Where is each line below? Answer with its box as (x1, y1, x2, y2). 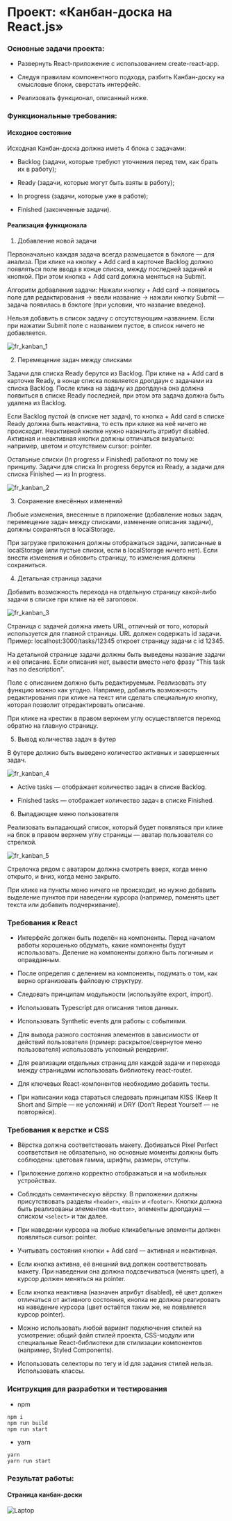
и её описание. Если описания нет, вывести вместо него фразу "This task (7, 658, 226, 666)
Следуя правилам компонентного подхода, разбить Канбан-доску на (17, 73, 224, 81)
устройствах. (17, 1176, 57, 1185)
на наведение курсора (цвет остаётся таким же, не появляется (17, 1303, 206, 1311)
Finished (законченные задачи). (17, 205, 112, 213)
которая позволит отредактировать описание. (7, 700, 146, 709)
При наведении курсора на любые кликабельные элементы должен (17, 1226, 221, 1234)
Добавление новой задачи (17, 236, 97, 245)
